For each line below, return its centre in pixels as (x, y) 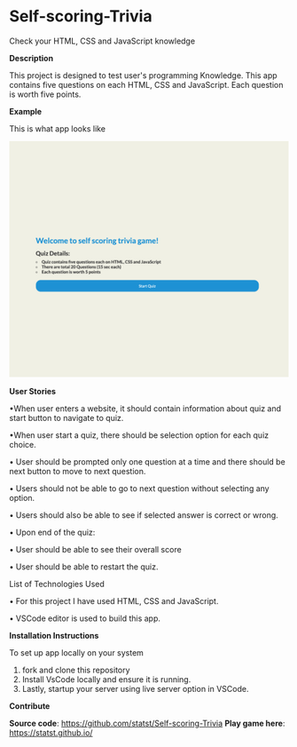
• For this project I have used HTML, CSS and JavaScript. (114, 601)
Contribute (30, 706)
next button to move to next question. (78, 472)
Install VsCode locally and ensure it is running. (106, 679)
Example (26, 111)
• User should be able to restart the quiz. (84, 567)
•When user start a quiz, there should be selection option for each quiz (139, 435)
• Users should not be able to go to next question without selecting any (139, 489)
